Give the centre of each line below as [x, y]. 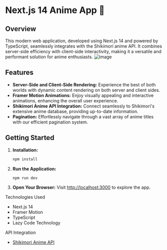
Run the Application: [34, 169]
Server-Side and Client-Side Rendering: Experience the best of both [84, 84]
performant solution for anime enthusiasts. [49, 57]
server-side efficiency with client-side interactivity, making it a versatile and [83, 51]
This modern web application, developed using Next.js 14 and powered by [82, 41]
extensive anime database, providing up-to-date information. [75, 111]
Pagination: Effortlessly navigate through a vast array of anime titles [83, 116]
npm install [25, 159]
